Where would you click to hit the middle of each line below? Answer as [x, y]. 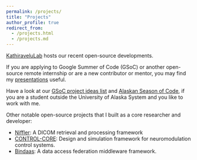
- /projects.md [30, 39]
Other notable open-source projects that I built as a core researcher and [94, 115]
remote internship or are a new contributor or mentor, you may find [105, 73]
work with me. [23, 103]
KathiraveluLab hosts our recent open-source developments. [80, 56]
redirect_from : [25, 28]
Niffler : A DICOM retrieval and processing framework [79, 132]
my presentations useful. [36, 79]
